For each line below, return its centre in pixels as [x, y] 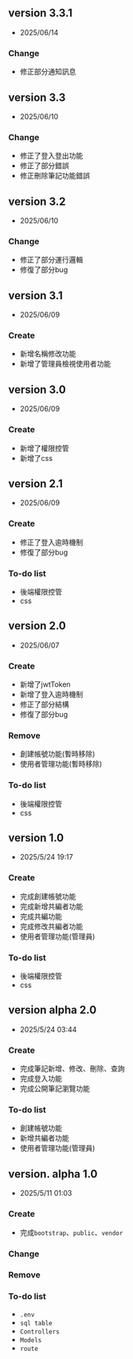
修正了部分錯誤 [44, 166]
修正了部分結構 [44, 704]
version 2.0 [37, 626]
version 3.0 [37, 389]
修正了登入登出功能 [51, 156]
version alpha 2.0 [53, 1010]
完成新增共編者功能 [51, 906]
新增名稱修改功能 [48, 354]
